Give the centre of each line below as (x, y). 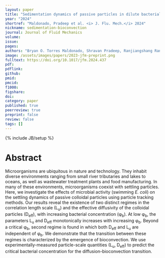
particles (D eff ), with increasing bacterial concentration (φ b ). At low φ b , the (81, 215)
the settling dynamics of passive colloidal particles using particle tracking (79, 198)
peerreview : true (23, 110)
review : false (20, 119)
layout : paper (20, 10)
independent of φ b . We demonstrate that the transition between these (76, 234)
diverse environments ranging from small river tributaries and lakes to (75, 176)
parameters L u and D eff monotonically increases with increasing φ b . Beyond (82, 221)
